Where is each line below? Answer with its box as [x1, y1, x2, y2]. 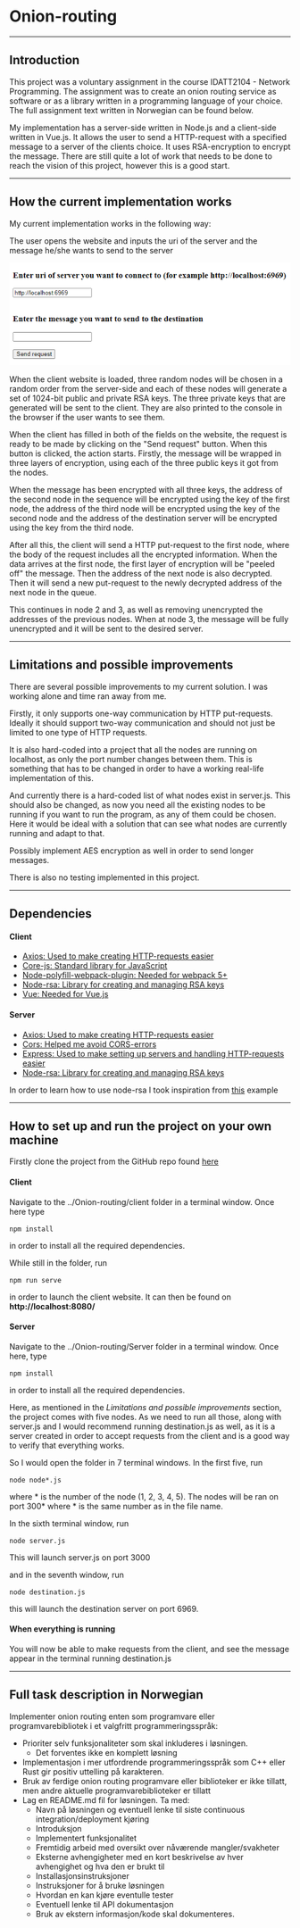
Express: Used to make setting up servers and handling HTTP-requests [21, 1048, 285, 1059]
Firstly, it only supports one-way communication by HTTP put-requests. [9, 708, 274, 719]
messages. [9, 854, 50, 865]
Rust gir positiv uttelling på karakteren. [21, 1766, 165, 1777]
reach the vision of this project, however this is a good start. [9, 160, 230, 170]
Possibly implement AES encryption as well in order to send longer [9, 845, 254, 856]
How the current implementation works [9, 195, 232, 210]
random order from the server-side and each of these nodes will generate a [9, 383, 287, 394]
